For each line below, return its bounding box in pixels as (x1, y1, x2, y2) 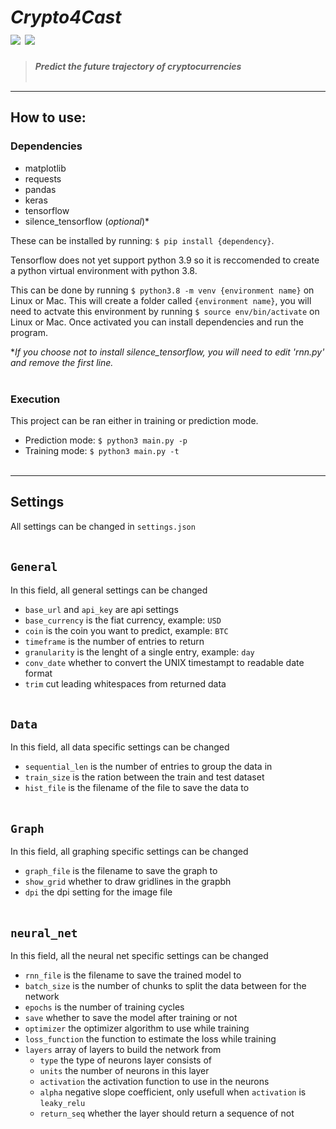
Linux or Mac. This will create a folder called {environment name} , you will (10, 294, 312, 306)
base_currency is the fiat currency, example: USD (24, 614, 222, 626)
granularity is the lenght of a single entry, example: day (24, 646, 255, 658)
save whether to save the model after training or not (24, 1011, 238, 1023)
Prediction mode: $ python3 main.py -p (24, 434, 188, 446)
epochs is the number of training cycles (24, 1001, 185, 1013)
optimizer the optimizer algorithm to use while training (24, 1022, 250, 1034)
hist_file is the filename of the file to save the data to (24, 782, 250, 794)
